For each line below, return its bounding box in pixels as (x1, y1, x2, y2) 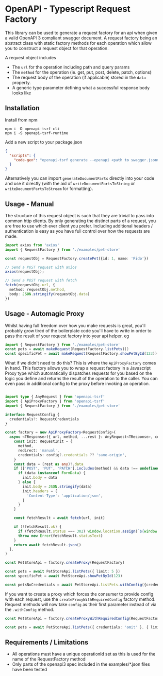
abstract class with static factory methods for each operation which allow (5, 40, 152, 46)
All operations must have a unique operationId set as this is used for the (12, 651, 156, 657)
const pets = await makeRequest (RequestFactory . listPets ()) (5, 347, 130, 352)
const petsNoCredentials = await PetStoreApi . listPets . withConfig (5, 582, 142, 587)
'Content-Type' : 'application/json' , (26, 493, 103, 498)
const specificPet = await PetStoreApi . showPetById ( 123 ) (5, 573, 123, 578)
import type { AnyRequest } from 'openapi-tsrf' (5, 395, 105, 399)
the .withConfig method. (5, 607, 54, 612)
